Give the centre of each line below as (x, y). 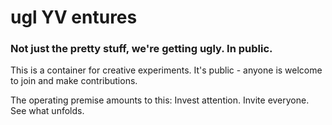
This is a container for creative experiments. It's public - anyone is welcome (166, 70)
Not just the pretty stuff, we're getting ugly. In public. (141, 49)
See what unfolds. (47, 111)
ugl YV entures (74, 17)
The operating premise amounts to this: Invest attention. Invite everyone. (160, 100)
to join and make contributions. (74, 81)
